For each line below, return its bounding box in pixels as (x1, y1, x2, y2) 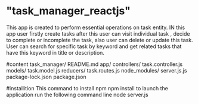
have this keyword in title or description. (6, 49, 104, 56)
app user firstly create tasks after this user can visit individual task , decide (6, 30, 190, 37)
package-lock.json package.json (6, 73, 86, 80)
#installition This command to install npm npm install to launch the (6, 84, 169, 92)
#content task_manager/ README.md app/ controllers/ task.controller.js (6, 61, 183, 68)
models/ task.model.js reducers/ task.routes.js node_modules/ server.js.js (6, 67, 187, 74)
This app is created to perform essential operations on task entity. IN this (6, 24, 185, 31)
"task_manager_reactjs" (6, 4, 131, 18)
